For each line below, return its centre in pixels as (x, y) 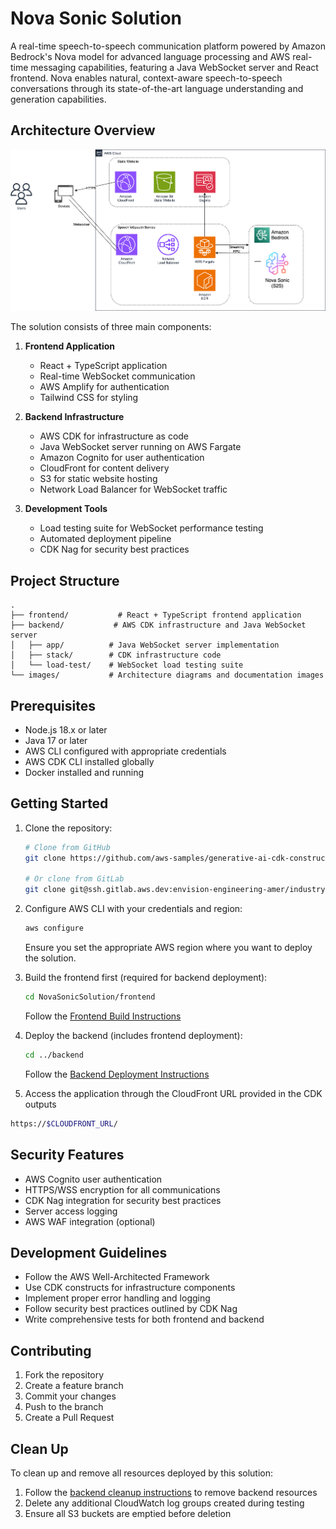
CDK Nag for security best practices (114, 549)
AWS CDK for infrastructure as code (114, 436)
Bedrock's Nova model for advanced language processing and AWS (150, 56)
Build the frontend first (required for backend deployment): (146, 978)
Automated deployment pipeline (105, 539)
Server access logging (71, 1211)
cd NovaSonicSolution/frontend (90, 997)
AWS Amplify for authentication (104, 387)
